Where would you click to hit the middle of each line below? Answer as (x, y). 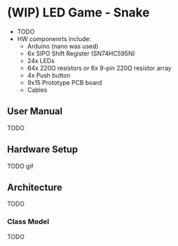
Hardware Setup (42, 150)
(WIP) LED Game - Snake (78, 13)
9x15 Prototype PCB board (65, 82)
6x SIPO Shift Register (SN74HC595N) (81, 53)
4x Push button (49, 75)
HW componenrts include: (54, 38)
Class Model (28, 222)
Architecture (35, 187)
